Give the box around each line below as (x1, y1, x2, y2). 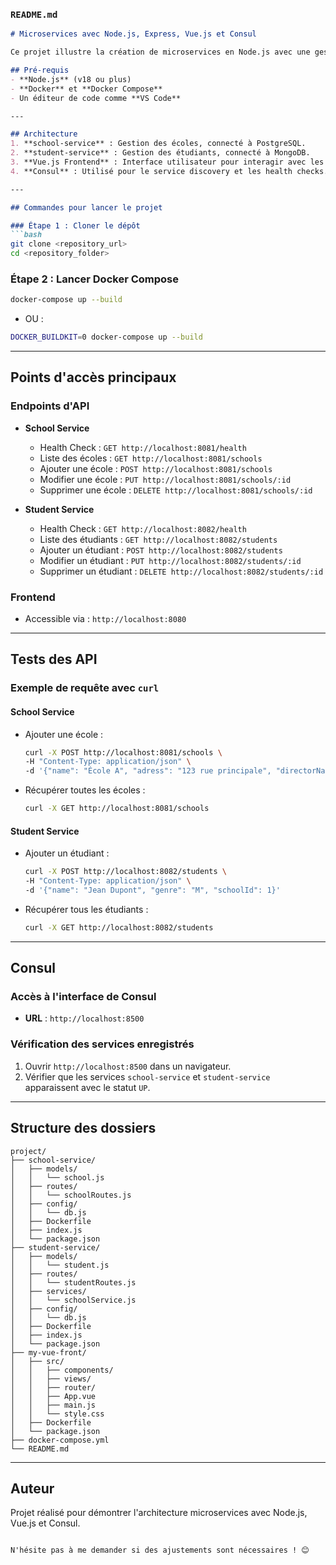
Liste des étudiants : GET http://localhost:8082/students (39, 533, 278, 545)
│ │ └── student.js (10, 1260, 110, 1270)
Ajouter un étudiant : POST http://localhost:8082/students (39, 544, 283, 556)
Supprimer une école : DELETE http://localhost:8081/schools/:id (39, 484, 313, 496)
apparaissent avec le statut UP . (24, 1081, 151, 1093)
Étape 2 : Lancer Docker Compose (10, 272, 179, 286)
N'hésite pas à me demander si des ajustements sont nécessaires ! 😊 (10, 1545, 310, 1556)
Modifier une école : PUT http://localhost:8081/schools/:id (39, 473, 292, 485)
